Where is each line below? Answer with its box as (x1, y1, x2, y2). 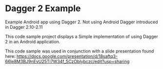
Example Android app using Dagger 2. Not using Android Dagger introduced (5, 19, 158, 25)
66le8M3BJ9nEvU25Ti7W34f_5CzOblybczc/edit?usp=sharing (5, 58, 130, 64)
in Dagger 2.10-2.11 (5, 24, 43, 30)
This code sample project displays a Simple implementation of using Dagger (5, 34, 158, 39)
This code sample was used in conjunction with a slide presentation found (5, 48, 154, 54)
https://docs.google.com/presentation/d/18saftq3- (16, 53, 118, 59)
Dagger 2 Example (5, 3, 81, 14)
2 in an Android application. (5, 38, 61, 44)
